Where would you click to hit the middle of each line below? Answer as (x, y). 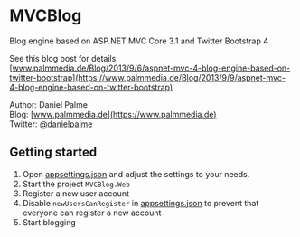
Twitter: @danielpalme (51, 124)
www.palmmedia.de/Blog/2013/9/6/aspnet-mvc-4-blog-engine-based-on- (151, 68)
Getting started (53, 152)
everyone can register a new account (92, 213)
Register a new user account (75, 193)
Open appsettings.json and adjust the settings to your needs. (136, 174)
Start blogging (49, 222)
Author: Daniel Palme (49, 104)
